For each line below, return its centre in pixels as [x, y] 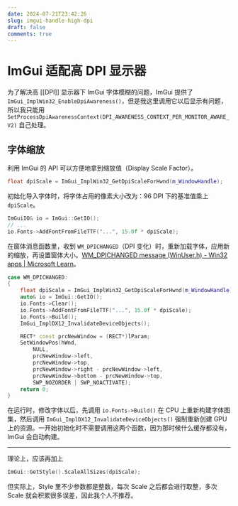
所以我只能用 [26, 110]
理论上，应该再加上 [35, 458]
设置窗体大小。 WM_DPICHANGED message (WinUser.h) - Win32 [133, 255]
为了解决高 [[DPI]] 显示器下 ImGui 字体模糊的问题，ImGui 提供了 [100, 92]
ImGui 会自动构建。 [35, 437]
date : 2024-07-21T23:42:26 [47, 14]
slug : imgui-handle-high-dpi [50, 21]
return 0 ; [35, 389]
